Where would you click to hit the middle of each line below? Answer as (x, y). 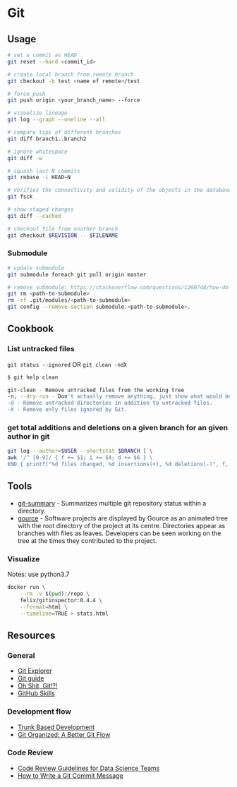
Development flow (39, 712)
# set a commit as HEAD (42, 55)
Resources (31, 635)
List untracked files (41, 349)
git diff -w (25, 158)
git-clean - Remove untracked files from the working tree (96, 390)
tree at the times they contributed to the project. (87, 540)
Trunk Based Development (56, 727)
